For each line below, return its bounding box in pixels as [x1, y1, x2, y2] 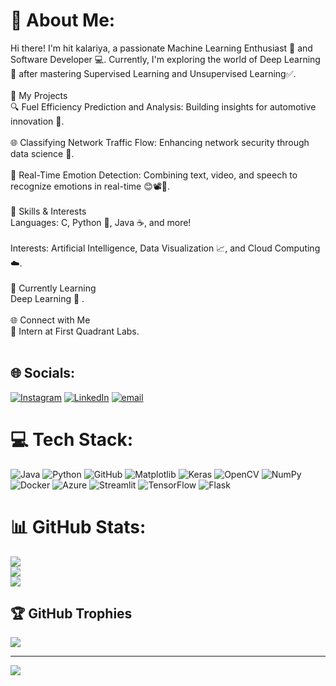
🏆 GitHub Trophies [10, 605, 133, 623]
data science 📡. [10, 147, 75, 159]
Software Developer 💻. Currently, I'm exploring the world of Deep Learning [10, 53, 321, 65]
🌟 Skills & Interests [10, 205, 87, 217]
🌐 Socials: [10, 365, 76, 382]
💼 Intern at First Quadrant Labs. [10, 325, 140, 337]
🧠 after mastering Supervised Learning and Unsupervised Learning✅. [10, 67, 297, 79]
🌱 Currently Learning [10, 282, 97, 294]
